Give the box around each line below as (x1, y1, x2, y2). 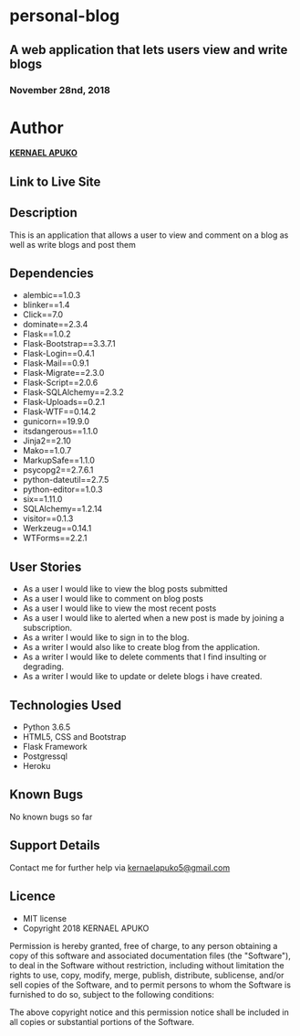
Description (9, 205, 78, 220)
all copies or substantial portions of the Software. (9, 1016, 194, 1027)
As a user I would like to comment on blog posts (22, 593, 203, 604)
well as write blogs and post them (9, 239, 137, 250)
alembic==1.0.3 (22, 290, 81, 301)
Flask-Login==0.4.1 (22, 348, 95, 359)
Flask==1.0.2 (22, 328, 71, 339)
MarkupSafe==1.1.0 (22, 454, 96, 466)
